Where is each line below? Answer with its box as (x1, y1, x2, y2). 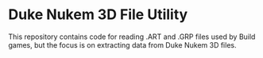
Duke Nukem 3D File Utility (8, 6, 188, 24)
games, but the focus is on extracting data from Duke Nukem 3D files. (8, 40, 237, 49)
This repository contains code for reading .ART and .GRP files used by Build (8, 32, 256, 41)
